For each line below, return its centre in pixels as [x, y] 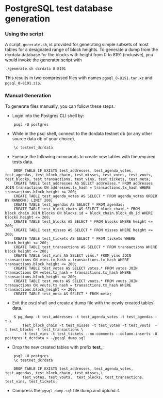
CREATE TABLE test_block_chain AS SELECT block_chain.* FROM [77, 209]
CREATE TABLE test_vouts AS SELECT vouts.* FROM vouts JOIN [76, 281]
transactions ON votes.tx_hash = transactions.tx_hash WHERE [68, 272]
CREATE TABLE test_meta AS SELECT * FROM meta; [63, 294]
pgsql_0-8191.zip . [23, 83]
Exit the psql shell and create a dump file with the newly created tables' [83, 303]
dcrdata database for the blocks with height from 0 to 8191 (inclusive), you [79, 55]
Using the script [24, 34]
